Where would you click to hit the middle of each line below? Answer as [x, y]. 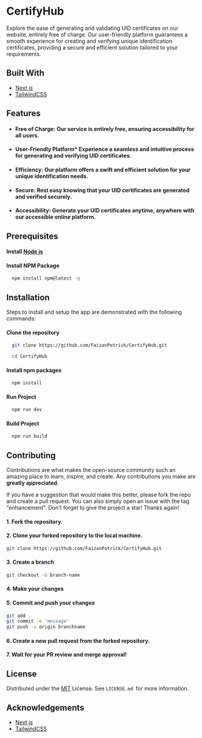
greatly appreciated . [33, 483]
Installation [28, 297]
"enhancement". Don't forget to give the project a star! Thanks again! [93, 507]
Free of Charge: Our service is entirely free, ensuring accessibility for [105, 128]
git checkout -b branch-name [43, 575]
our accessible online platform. [55, 217]
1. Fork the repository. [34, 521]
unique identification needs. [52, 176]
